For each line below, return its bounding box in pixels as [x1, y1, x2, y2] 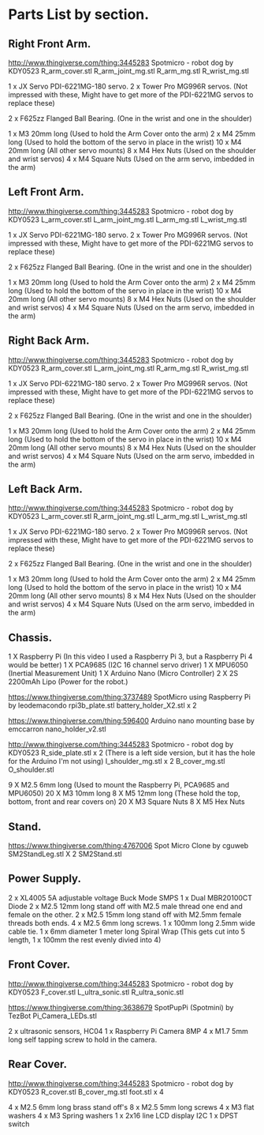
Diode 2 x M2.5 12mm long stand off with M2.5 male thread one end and [8, 901, 243, 911]
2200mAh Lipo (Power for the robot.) [8, 677, 128, 686]
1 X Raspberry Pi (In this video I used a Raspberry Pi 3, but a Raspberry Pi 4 [8, 652, 254, 661]
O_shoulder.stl [8, 765, 54, 775]
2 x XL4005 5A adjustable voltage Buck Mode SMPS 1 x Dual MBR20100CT [8, 893, 253, 902]
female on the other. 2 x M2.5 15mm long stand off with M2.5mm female [8, 910, 242, 919]
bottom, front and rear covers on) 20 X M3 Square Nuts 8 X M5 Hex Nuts [8, 797, 246, 806]
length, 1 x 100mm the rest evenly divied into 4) [8, 934, 162, 945]
